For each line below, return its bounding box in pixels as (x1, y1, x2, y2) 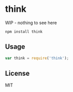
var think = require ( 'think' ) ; (5, 56, 69, 61)
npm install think (5, 29, 43, 34)
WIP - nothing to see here (5, 20, 57, 26)
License (5, 69, 30, 78)
